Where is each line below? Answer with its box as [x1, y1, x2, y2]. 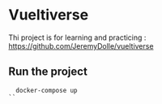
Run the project [8, 65, 87, 79]
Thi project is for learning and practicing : [8, 32, 147, 42]
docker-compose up [15, 86, 79, 94]
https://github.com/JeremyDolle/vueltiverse [8, 41, 154, 50]
